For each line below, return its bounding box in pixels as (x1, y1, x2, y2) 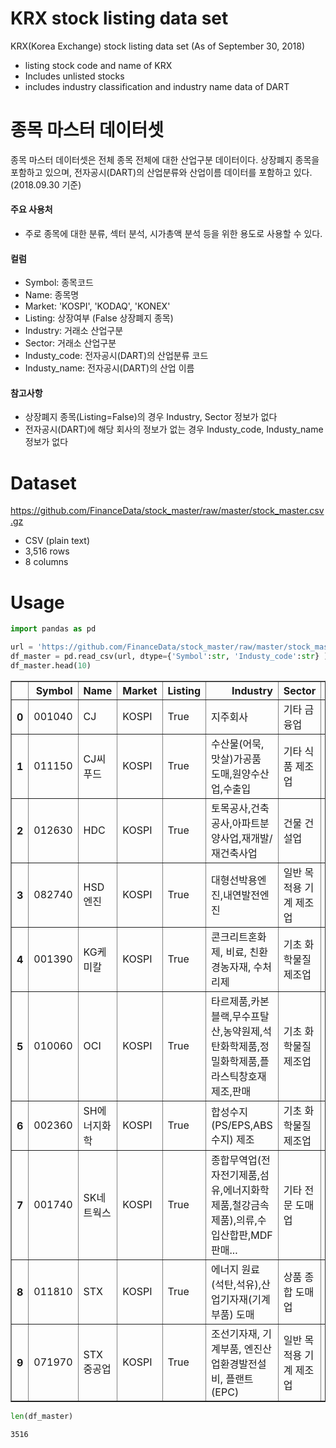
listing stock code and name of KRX (24, 59, 173, 71)
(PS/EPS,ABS (211, 1118, 273, 1132)
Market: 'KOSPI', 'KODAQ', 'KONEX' (24, 300, 171, 312)
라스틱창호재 (211, 1069, 267, 1083)
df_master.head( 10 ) (10, 660, 92, 671)
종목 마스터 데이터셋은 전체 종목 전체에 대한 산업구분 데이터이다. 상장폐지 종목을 (10, 153, 320, 166)
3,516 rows (24, 545, 70, 557)
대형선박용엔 (211, 873, 267, 887)
